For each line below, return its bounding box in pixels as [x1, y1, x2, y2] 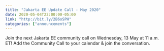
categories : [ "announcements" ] [5, 21, 72, 26]
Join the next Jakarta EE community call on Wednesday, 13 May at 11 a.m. [5, 35, 159, 41]
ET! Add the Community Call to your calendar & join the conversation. [5, 40, 151, 46]
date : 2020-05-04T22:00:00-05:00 [5, 12, 76, 17]
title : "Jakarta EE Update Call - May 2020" [5, 7, 101, 12]
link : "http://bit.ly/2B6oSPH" [5, 16, 72, 21]
